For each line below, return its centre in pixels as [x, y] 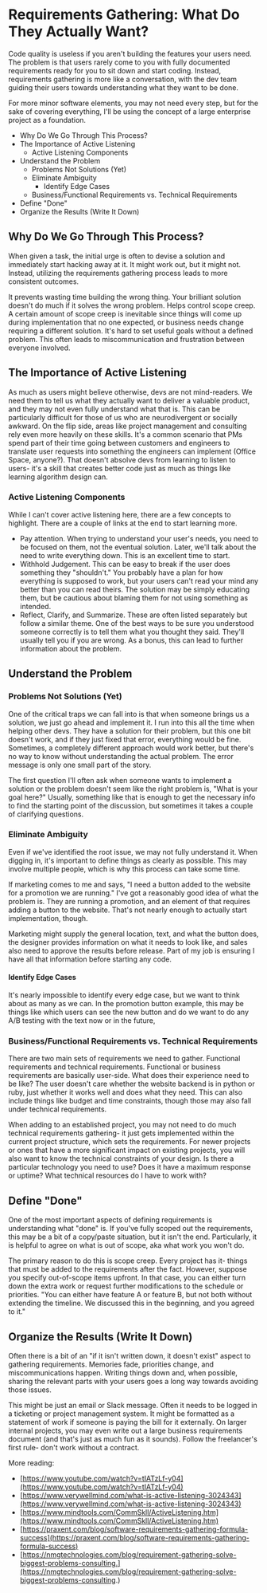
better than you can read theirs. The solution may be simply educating [135, 589]
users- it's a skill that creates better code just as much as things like [120, 468]
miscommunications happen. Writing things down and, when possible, [123, 1372]
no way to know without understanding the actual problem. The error [121, 756]
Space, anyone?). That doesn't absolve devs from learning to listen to [122, 459]
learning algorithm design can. [58, 477]
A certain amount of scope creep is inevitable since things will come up [125, 313]
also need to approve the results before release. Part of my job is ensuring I [132, 950]
